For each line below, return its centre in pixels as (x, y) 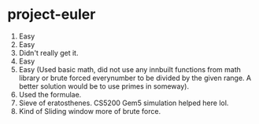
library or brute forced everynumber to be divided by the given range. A (135, 78)
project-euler (52, 15)
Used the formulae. (50, 94)
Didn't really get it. (48, 53)
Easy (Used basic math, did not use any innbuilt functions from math (130, 69)
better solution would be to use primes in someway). (104, 86)
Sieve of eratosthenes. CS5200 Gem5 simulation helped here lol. (124, 103)
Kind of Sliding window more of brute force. (90, 111)
